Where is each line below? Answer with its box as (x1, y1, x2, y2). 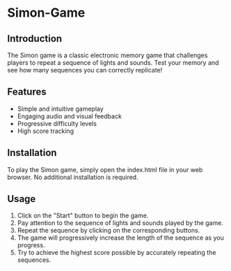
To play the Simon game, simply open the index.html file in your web (7, 165, 203, 173)
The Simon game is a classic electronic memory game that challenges (7, 51, 208, 59)
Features (7, 86, 47, 98)
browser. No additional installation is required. (7, 173, 138, 181)
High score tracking (17, 127, 74, 135)
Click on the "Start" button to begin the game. (17, 211, 149, 220)
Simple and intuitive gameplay (17, 104, 104, 113)
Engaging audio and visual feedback (17, 111, 122, 120)
